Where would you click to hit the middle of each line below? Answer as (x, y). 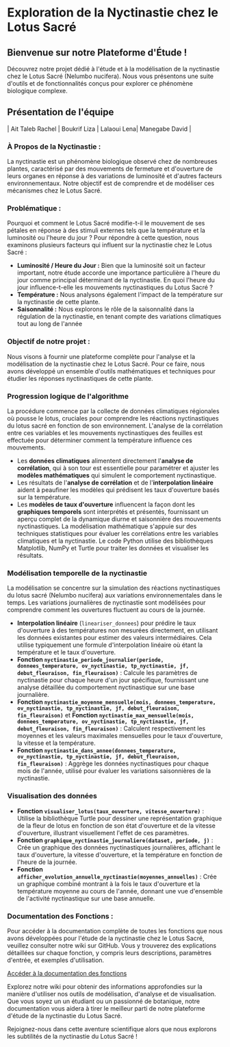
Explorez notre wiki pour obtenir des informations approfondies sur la (105, 986)
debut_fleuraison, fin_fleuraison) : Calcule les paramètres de (107, 673)
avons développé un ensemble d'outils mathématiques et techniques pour (111, 371)
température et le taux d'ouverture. (66, 652)
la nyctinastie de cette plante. (59, 302)
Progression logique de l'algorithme (68, 396)
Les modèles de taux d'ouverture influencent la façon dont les (106, 504)
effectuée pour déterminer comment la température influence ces (100, 440)
